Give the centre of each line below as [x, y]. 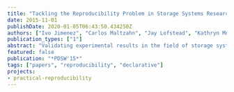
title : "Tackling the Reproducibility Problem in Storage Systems [106, 13]
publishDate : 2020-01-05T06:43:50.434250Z [70, 26]
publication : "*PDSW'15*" [45, 59]
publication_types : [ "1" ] [45, 39]
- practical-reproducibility [49, 78]
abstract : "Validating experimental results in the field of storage [110, 46]
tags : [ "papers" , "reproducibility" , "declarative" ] [85, 65]
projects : [22, 71]
